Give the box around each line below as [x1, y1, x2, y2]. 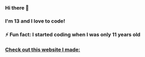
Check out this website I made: [5, 46, 80, 53]
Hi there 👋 [5, 4, 29, 11]
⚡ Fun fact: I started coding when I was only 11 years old [5, 31, 141, 38]
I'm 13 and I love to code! [5, 17, 65, 24]
